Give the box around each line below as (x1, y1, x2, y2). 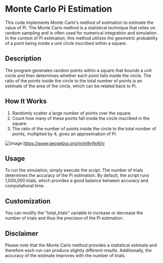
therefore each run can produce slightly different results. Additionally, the (5, 247, 152, 253)
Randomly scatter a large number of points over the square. (12, 110, 132, 116)
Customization (5, 197, 51, 205)
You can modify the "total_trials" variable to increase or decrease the (5, 210, 144, 216)
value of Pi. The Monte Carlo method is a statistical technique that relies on (5, 24, 156, 30)
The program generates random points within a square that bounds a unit (5, 67, 152, 73)
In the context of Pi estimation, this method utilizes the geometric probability (5, 35, 158, 41)
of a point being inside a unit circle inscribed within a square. (5, 40, 127, 46)
